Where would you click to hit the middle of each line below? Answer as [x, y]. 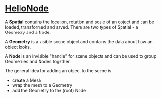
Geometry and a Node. [28, 32]
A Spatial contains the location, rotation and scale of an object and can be [80, 22]
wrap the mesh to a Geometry [42, 85]
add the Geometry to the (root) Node [49, 90]
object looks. [18, 47]
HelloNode [27, 8]
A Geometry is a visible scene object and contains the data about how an [79, 41]
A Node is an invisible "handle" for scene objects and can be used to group [81, 56]
